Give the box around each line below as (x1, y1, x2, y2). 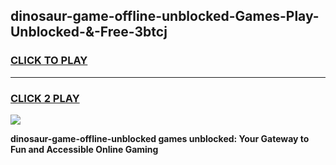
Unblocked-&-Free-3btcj (10, 24, 168, 41)
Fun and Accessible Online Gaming (10, 143, 159, 155)
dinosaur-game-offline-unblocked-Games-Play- (10, 8, 320, 25)
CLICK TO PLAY (10, 54, 88, 68)
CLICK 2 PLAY (10, 91, 80, 105)
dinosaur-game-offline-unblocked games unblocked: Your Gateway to (10, 132, 310, 144)
